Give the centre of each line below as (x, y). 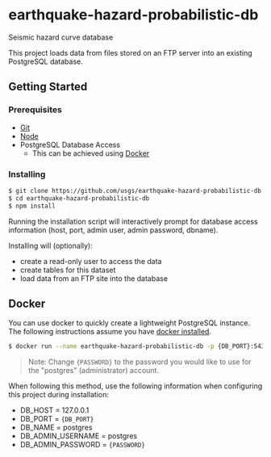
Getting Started (48, 87)
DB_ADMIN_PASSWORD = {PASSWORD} (82, 445)
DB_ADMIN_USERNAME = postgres (79, 436)
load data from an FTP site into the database (94, 278)
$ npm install (32, 206)
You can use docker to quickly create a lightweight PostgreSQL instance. (129, 323)
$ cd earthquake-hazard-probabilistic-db (79, 198)
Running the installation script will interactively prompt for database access (133, 221)
